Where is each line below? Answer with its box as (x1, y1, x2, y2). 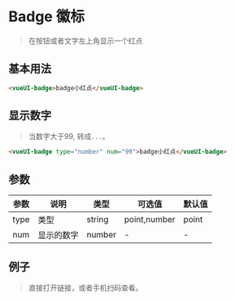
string (86, 214, 109, 225)
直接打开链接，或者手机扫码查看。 (28, 282, 143, 293)
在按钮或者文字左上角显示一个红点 (28, 36, 143, 46)
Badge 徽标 (8, 7, 85, 26)
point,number (124, 214, 176, 225)
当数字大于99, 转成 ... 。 (28, 132, 110, 141)
